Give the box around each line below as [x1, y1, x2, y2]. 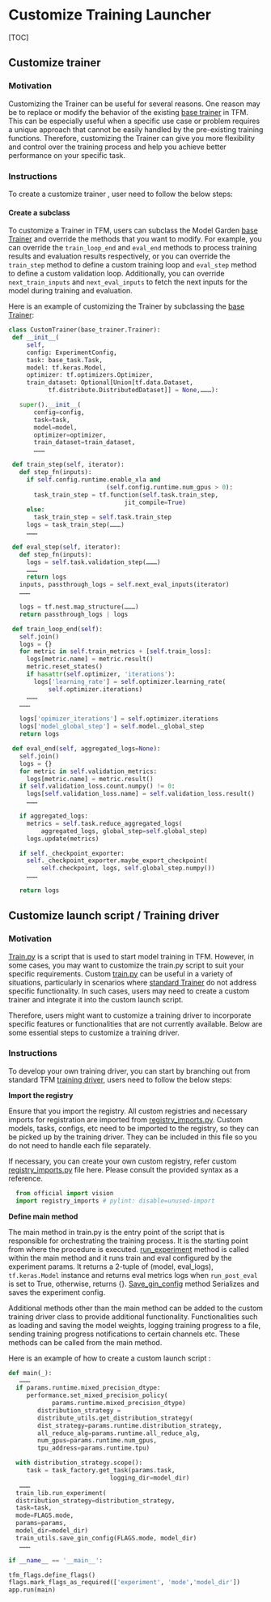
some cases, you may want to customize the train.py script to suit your [8, 960, 244, 970]
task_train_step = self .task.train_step [33, 513, 172, 522]
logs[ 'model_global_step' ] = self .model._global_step [19, 723, 205, 731]
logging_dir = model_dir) [109, 1473, 190, 1482]
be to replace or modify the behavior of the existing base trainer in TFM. [8, 107, 249, 117]
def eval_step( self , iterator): [11, 543, 121, 551]
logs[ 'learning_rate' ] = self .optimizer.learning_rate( [33, 677, 227, 686]
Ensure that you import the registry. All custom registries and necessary [8, 1106, 248, 1116]
